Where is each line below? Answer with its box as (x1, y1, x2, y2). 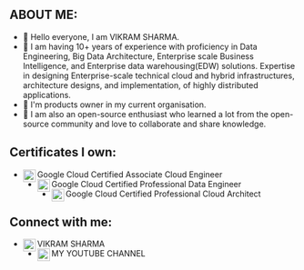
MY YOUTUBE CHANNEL (51, 248, 146, 259)
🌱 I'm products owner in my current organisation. (22, 99, 207, 110)
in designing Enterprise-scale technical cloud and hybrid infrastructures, (22, 70, 295, 81)
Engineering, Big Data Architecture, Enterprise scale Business (22, 50, 255, 62)
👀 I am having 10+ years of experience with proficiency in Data (22, 41, 258, 52)
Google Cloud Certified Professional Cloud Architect (65, 188, 261, 199)
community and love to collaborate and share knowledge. (50, 118, 267, 129)
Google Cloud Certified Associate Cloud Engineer (36, 168, 223, 180)
